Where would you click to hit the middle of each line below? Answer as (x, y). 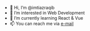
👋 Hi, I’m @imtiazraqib (32, 8)
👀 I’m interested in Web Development (47, 13)
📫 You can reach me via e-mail (42, 24)
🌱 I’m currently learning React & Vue (46, 18)
